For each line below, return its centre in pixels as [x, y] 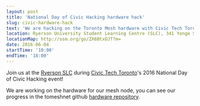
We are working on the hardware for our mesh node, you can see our [91, 90]
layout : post [22, 12]
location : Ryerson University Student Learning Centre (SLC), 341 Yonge [98, 34]
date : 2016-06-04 [28, 45]
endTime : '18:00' [28, 56]
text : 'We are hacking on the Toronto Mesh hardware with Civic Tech [94, 28]
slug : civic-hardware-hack [40, 23]
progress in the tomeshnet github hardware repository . [73, 97]
